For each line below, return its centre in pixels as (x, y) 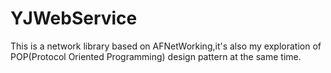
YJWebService (74, 18)
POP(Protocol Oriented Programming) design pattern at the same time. (156, 56)
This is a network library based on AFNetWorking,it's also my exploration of (166, 46)
